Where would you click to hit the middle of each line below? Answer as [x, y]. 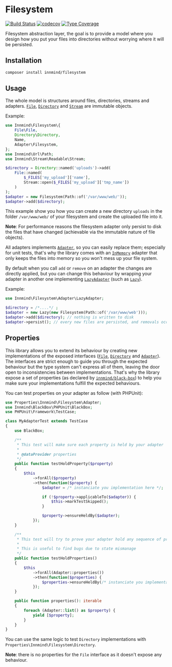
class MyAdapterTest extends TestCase [47, 421]
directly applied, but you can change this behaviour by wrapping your [79, 274]
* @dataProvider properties [47, 454]
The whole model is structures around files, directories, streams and [77, 100]
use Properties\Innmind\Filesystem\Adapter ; [53, 402]
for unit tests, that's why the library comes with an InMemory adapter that [81, 253]
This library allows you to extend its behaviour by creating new [71, 350]
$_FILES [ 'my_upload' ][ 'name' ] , [57, 178]
